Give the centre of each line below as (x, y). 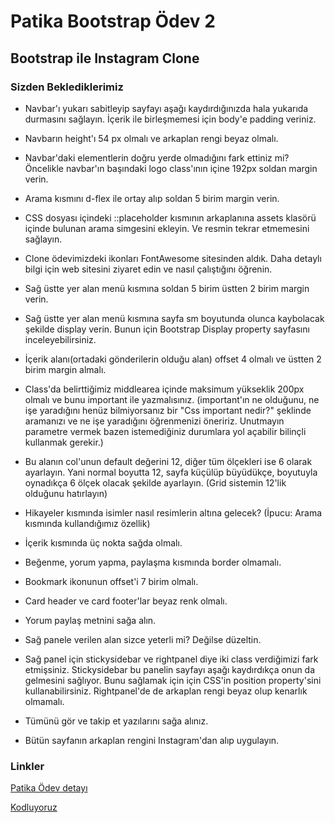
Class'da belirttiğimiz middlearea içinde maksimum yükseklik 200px (164, 389)
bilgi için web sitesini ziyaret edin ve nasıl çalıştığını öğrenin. (148, 269)
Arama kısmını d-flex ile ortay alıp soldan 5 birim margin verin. (152, 198)
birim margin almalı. (65, 369)
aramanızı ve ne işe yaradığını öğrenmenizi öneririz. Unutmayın (154, 421)
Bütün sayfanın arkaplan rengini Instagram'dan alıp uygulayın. (152, 740)
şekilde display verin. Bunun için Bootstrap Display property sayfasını (167, 329)
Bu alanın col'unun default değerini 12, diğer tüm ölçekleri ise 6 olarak (168, 461)
